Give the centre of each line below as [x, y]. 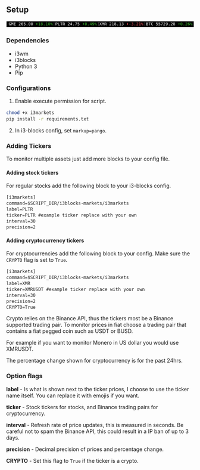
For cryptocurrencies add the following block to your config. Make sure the [98, 253]
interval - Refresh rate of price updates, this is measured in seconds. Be [95, 425]
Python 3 [26, 66]
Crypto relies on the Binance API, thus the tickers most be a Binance [90, 319]
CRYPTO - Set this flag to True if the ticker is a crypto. [72, 460]
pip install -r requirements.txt [48, 119]
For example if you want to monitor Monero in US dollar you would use [93, 343]
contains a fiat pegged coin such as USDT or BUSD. [70, 331]
